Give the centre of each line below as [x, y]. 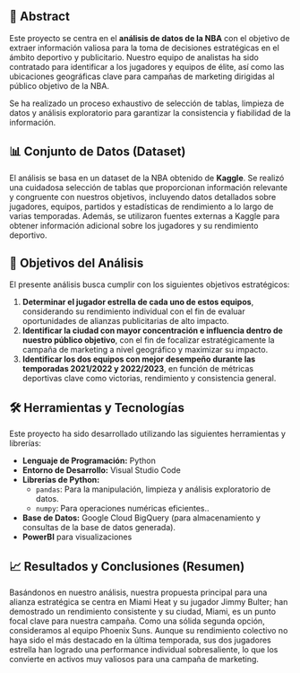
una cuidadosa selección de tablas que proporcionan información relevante [149, 187]
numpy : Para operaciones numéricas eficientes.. [122, 509]
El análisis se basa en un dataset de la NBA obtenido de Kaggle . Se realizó [147, 178]
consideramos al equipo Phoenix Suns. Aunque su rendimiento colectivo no [149, 631]
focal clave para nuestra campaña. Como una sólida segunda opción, [137, 621]
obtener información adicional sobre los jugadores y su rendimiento [134, 225]
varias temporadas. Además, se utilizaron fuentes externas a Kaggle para [145, 215]
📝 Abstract [39, 17]
